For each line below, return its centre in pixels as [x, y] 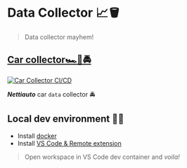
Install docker [37, 136]
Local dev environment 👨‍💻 [66, 119]
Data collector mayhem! [59, 37]
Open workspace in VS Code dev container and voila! [102, 157]
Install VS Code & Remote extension [69, 143]
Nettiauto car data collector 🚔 [51, 94]
